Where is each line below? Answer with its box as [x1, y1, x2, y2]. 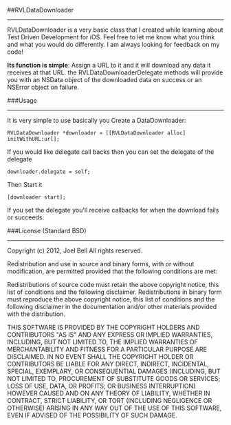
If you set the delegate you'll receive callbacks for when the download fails [7, 206, 219, 214]
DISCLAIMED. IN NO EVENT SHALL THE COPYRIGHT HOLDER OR [7, 353, 194, 361]
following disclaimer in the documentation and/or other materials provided [7, 303, 217, 310]
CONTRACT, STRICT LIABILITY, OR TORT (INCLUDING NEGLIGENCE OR [7, 397, 212, 404]
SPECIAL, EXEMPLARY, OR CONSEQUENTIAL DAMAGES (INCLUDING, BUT [7, 367, 221, 375]
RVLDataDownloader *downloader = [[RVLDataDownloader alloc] [7, 130, 186, 137]
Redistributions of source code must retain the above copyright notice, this [7, 281, 219, 288]
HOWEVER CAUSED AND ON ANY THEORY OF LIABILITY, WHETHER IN [7, 389, 211, 397]
